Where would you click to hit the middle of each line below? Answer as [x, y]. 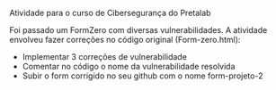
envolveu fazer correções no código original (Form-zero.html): [125, 40]
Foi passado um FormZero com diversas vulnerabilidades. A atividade [138, 30]
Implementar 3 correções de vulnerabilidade [104, 57]
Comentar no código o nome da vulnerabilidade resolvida [129, 66]
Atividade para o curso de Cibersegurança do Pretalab [110, 13]
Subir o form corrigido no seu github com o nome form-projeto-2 [142, 76]
